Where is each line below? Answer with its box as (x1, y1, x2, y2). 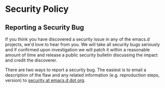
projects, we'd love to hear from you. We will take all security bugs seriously (5, 42, 160, 47)
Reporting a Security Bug (5, 23, 84, 32)
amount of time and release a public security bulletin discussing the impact (5, 52, 158, 58)
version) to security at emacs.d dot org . (5, 78, 85, 83)
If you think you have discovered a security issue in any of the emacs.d (5, 36, 150, 42)
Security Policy (5, 3, 69, 15)
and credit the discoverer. (5, 57, 58, 63)
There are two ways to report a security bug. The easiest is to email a (5, 67, 147, 73)
